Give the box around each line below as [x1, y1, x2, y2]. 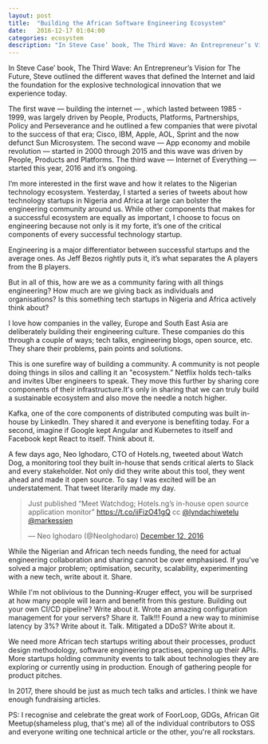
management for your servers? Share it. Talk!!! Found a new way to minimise [8, 613, 259, 623]
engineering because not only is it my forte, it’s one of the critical [8, 221, 222, 231]
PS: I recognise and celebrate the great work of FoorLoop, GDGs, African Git [8, 711, 259, 720]
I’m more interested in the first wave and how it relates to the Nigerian [8, 179, 238, 188]
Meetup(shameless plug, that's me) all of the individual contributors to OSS [8, 718, 255, 728]
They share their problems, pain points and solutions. [8, 344, 183, 353]
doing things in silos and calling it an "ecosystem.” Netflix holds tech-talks [8, 368, 252, 377]
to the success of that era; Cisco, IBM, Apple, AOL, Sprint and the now [8, 129, 239, 140]
